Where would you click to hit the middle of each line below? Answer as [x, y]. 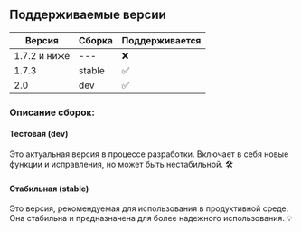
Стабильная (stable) [49, 188]
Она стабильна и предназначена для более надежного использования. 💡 [151, 218]
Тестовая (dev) [39, 134]
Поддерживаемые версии [88, 15]
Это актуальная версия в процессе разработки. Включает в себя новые [149, 154]
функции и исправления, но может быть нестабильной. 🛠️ [121, 164]
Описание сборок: [52, 112]
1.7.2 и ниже [42, 55]
